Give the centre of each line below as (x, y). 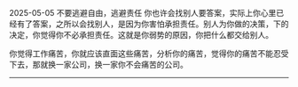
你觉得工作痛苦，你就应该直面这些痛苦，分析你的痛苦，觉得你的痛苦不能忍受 (149, 54)
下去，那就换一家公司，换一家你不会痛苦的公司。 (98, 65)
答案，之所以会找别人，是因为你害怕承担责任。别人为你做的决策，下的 (161, 24)
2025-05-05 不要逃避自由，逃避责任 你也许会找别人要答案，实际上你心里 (143, 13)
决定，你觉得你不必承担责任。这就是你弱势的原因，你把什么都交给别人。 (141, 35)
